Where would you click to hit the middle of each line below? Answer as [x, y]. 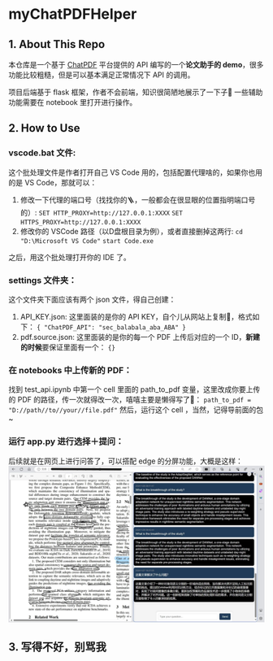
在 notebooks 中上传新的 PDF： [70, 370]
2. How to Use [44, 128]
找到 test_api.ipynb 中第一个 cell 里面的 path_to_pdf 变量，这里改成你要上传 [134, 389]
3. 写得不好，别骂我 [58, 647]
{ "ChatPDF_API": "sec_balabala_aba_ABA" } [111, 327]
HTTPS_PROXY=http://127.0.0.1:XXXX [80, 222]
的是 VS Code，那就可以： [53, 182]
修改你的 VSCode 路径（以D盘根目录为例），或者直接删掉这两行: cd [132, 231]
